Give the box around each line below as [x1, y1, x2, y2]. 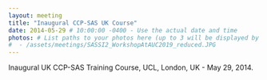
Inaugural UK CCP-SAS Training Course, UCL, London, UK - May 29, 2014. [8, 63, 254, 72]
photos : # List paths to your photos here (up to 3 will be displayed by [8, 33, 260, 42]
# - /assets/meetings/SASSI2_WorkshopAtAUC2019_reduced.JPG [8, 41, 217, 49]
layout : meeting [8, 11, 62, 20]
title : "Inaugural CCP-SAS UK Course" [8, 19, 137, 27]
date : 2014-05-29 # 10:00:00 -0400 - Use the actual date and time [8, 26, 238, 34]
